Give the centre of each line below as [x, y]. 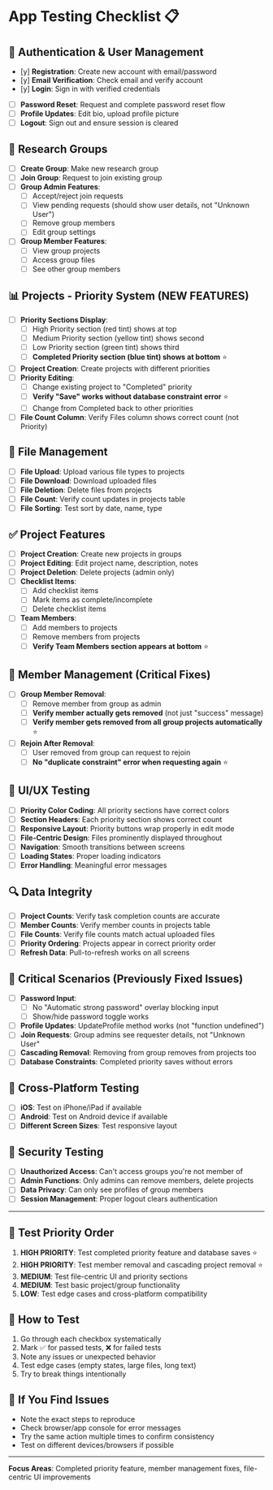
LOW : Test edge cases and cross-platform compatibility [114, 1294]
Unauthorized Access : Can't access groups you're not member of [132, 1172]
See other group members [76, 269]
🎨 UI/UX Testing [50, 791]
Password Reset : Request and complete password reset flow [123, 104]
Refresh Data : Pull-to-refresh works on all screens [105, 953]
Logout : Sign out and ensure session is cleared [99, 123]
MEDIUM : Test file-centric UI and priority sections [104, 1276]
